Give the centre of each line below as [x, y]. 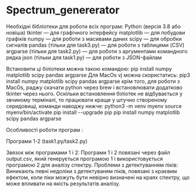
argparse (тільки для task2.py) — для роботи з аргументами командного [97, 51]
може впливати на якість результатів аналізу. [63, 183]
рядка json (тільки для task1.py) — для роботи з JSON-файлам [84, 57]
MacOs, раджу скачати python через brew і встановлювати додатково [94, 87]
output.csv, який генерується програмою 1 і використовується [85, 158]
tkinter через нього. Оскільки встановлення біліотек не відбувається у [94, 94]
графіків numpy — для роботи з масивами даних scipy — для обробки [94, 39]
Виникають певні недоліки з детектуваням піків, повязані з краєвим [92, 171]
